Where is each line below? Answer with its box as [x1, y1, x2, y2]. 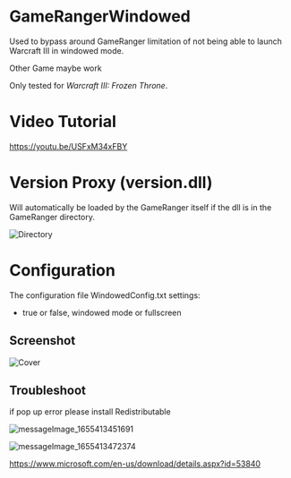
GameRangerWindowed [9, 6, 191, 27]
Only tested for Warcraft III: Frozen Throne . [9, 80, 168, 90]
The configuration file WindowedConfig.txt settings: [9, 289, 201, 301]
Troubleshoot [9, 382, 87, 397]
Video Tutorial [9, 112, 116, 132]
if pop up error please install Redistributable [9, 406, 172, 417]
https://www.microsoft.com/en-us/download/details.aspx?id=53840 [9, 458, 261, 469]
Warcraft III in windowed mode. [9, 45, 124, 55]
